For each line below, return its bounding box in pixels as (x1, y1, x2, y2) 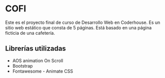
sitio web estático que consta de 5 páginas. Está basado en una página (5, 24, 152, 30)
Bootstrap (12, 63, 33, 69)
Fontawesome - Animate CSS (12, 68, 73, 74)
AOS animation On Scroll (12, 58, 63, 64)
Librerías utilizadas (5, 44, 66, 53)
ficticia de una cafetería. (5, 30, 55, 36)
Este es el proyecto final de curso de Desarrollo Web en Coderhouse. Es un (5, 19, 160, 25)
